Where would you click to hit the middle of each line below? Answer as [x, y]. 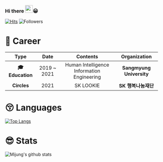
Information [87, 71]
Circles [20, 86]
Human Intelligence [87, 65]
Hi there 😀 [22, 11]
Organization [136, 57]
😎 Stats [21, 141]
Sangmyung [137, 68]
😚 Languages [33, 108]
